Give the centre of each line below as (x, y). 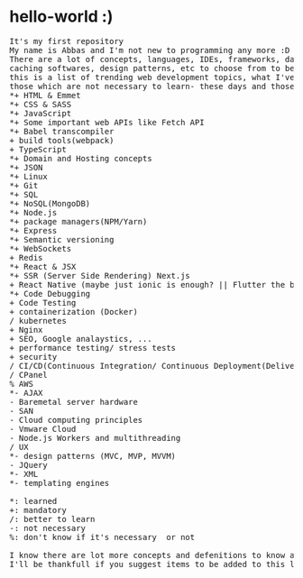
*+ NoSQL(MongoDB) (50, 203)
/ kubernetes (38, 321)
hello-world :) (61, 17)
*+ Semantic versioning (62, 239)
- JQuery (28, 465)
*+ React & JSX (43, 266)
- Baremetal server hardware (73, 402)
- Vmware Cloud (43, 429)
